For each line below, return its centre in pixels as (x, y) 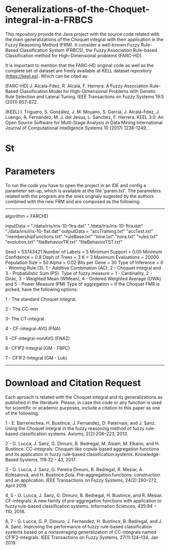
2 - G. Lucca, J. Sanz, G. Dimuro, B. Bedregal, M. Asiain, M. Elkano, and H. (82, 444)
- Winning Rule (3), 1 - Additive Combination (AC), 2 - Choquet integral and (83, 268)
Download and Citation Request (73, 383)
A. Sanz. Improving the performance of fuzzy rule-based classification (79, 526)
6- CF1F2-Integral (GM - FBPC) (38, 348)
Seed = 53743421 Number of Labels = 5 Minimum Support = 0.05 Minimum (84, 252)
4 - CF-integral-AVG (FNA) (33, 329)
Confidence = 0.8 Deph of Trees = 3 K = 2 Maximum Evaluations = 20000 (82, 257)
